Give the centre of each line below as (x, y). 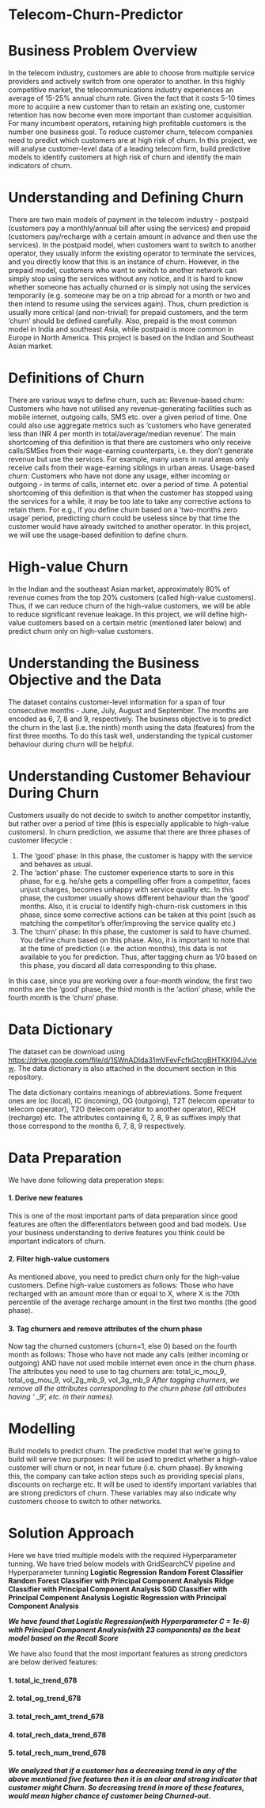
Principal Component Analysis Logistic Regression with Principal (117, 1598)
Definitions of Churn (76, 378)
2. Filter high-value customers (59, 1259)
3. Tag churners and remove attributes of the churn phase (106, 1328)
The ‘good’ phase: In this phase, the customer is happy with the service (136, 855)
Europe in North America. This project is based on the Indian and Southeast (131, 338)
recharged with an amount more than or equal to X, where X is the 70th (124, 1294)
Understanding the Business (104, 663)
